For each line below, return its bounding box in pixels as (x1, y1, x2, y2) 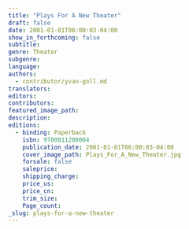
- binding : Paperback (15, 128, 87, 136)
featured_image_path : (8, 107, 80, 115)
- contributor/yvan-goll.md (15, 77, 108, 85)
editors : (8, 92, 37, 100)
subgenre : (8, 56, 41, 64)
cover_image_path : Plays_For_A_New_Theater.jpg (22, 150, 181, 158)
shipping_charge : (22, 172, 80, 181)
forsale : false (22, 158, 72, 166)
